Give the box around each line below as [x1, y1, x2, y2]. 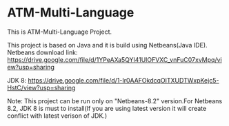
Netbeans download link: [7, 48, 78, 56]
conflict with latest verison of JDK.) [7, 112, 108, 120]
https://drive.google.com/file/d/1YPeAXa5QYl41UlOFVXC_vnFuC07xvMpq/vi [7, 55, 222, 63]
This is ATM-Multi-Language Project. [7, 28, 112, 36]
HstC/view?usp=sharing [7, 83, 76, 92]
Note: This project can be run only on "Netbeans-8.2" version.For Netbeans [7, 96, 223, 105]
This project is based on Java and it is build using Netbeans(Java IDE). [7, 41, 208, 49]
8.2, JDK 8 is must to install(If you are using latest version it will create [7, 104, 207, 112]
